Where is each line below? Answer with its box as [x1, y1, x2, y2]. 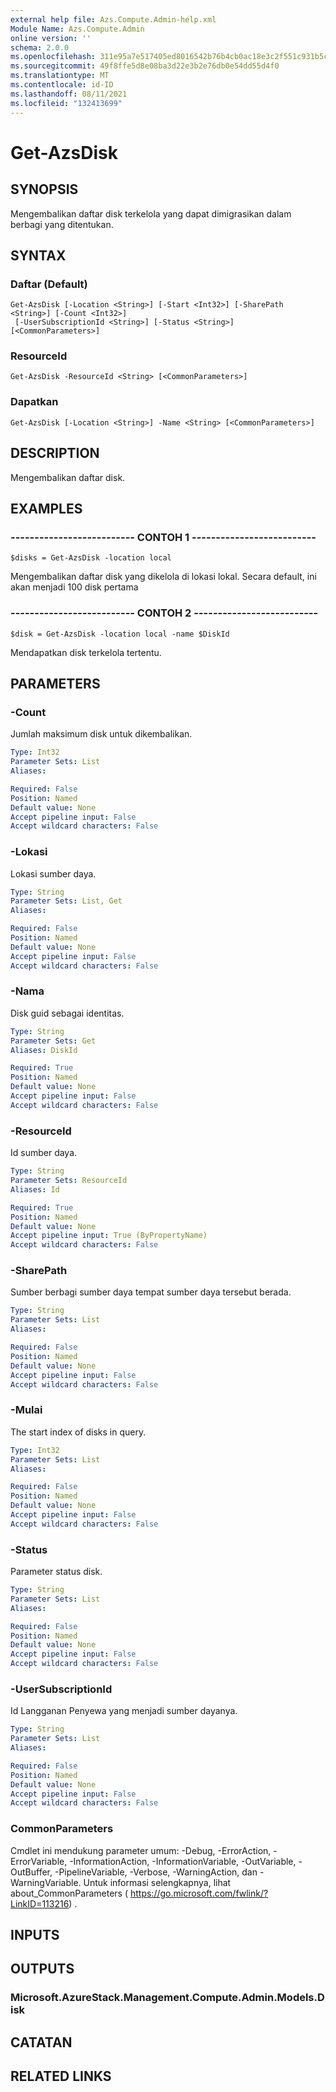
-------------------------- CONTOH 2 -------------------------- [10, 606, 319, 620]
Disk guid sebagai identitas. [10, 1007, 125, 1019]
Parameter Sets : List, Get [10, 896, 123, 906]
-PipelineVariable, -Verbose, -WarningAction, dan [54, 1866, 258, 1878]
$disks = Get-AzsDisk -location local [10, 553, 172, 563]
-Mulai [10, 1403, 43, 1417]
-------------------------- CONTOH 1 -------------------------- [10, 530, 317, 544]
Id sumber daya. [10, 1147, 78, 1159]
